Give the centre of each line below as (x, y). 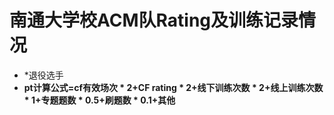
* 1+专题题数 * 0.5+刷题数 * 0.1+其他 (99, 100)
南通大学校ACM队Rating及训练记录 (154, 20)
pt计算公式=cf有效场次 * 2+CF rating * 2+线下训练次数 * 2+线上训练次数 (173, 87)
